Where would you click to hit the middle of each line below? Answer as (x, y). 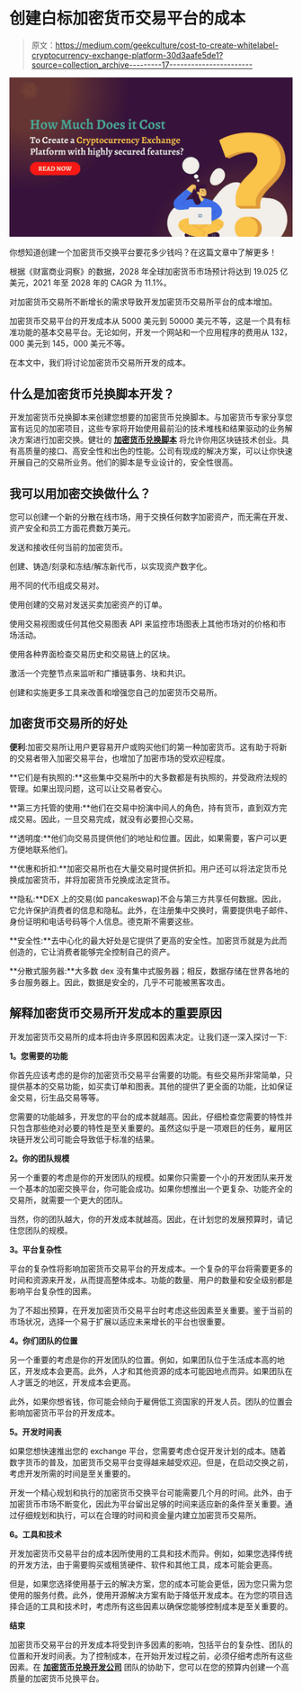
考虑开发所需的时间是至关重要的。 (72, 1473)
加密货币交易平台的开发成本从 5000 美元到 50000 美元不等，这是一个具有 (146, 321)
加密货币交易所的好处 (68, 724)
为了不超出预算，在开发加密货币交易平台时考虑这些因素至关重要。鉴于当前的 (151, 1310)
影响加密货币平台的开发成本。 (64, 1412)
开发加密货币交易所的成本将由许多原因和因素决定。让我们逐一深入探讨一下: (148, 1036)
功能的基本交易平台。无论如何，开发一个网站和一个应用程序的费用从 (143, 332)
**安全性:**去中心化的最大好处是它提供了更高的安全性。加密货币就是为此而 (148, 940)
